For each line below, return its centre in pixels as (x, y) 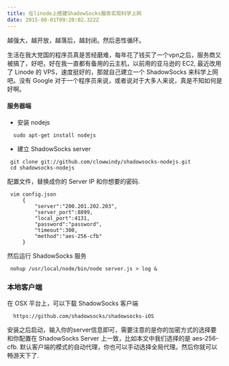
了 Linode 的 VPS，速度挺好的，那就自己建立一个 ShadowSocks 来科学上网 (113, 72)
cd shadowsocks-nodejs (42, 168)
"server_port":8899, (64, 212)
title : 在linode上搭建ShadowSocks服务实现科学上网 (75, 13)
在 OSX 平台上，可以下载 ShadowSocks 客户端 (73, 303)
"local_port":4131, (62, 218)
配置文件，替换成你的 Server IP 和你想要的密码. (73, 181)
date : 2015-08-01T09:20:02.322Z (53, 20)
